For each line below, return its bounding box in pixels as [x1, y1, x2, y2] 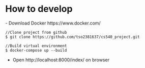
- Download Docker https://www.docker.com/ [5, 20, 101, 26]
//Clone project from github [5, 30, 67, 35]
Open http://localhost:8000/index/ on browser [12, 57, 109, 63]
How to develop [5, 3, 73, 15]
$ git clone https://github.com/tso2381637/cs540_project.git [5, 34, 140, 39]
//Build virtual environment [5, 43, 67, 49]
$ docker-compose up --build [5, 48, 67, 53]
